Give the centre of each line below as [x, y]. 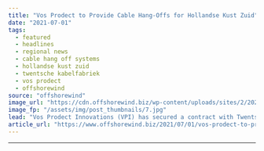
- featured [33, 37]
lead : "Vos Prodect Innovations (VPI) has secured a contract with [121, 117]
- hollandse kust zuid [52, 67]
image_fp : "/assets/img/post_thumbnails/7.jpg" [88, 110]
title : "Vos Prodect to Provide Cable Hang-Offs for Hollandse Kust [123, 15]
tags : [17, 30]
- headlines [35, 45]
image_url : [26, 102]
